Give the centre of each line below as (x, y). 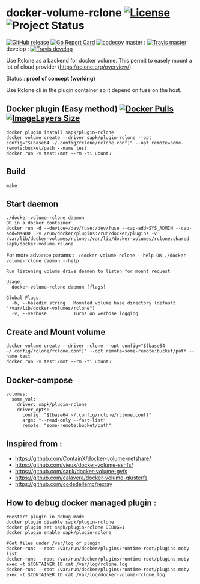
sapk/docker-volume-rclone (40, 244)
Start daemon (32, 204)
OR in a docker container (38, 223)
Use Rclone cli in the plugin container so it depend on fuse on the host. (94, 90)
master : (135, 42)
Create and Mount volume (56, 332)
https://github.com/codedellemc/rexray (64, 484)
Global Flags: (24, 298)
